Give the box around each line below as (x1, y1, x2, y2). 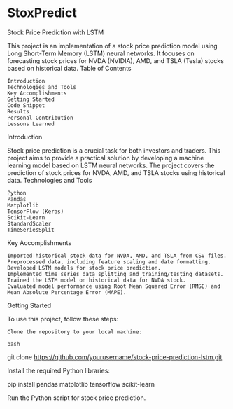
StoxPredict (7, 5, 77, 21)
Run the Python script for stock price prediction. (7, 394, 146, 402)
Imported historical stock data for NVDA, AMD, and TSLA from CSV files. (7, 252, 227, 259)
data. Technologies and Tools (7, 176, 92, 184)
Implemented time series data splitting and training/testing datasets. (7, 270, 224, 277)
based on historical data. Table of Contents (7, 64, 132, 72)
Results (7, 108, 30, 115)
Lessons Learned (7, 120, 55, 127)
